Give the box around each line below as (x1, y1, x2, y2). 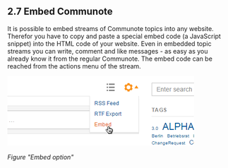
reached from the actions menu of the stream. (7, 61, 141, 70)
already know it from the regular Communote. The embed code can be (7, 54, 213, 63)
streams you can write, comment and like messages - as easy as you (7, 47, 208, 55)
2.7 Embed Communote (7, 6, 113, 18)
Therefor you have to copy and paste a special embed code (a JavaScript (7, 32, 221, 40)
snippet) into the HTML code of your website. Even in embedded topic (7, 39, 212, 48)
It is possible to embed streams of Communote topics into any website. (7, 24, 214, 32)
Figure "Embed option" (7, 152, 74, 161)
